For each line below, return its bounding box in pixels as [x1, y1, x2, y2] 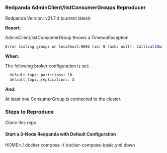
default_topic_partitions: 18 [9, 73, 72, 78]
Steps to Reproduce [5, 108, 54, 115]
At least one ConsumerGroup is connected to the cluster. [5, 96, 122, 102]
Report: [5, 25, 21, 31]
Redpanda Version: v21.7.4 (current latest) [5, 15, 91, 21]
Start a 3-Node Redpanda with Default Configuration [5, 131, 116, 137]
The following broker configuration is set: [5, 63, 89, 69]
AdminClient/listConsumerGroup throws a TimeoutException [5, 34, 129, 41]
